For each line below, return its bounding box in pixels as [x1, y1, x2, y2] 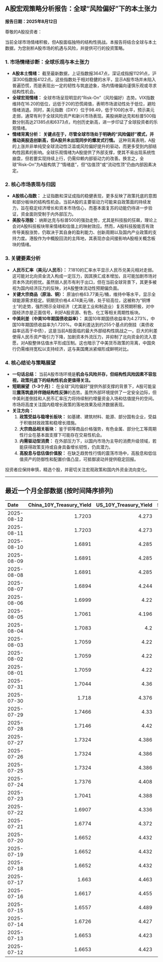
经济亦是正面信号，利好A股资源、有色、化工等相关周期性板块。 [16, 309, 143, 315]
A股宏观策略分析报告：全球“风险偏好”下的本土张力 [5, 4, 157, 13]
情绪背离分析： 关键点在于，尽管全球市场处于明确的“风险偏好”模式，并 [12, 131, 154, 137]
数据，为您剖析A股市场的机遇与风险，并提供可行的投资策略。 [5, 45, 127, 51]
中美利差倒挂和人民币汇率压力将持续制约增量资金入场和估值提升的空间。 [12, 396, 157, 401]
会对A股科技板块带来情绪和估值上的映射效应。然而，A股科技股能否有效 [12, 223, 154, 229]
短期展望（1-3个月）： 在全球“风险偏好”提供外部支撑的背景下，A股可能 [12, 384, 152, 389]
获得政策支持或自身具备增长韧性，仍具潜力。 [23, 444, 113, 450]
